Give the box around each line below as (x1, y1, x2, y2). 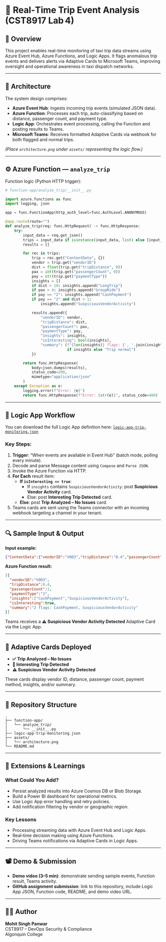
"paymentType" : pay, (40, 328, 83, 334)
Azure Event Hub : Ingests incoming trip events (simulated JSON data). (12, 105, 157, 111)
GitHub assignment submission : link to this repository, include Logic (12, 883, 153, 889)
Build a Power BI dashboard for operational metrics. (12, 793, 118, 799)
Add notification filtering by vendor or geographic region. (12, 804, 129, 810)
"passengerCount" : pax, (40, 324, 90, 329)
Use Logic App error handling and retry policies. (12, 798, 110, 804)
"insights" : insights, (40, 333, 87, 338)
